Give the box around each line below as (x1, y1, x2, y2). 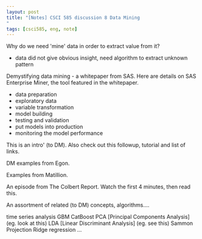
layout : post (6, 9, 40, 15)
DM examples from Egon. (6, 159, 70, 167)
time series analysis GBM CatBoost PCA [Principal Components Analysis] (6, 213, 190, 221)
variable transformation (15, 104, 74, 111)
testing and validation (15, 117, 69, 124)
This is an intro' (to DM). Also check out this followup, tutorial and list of (6, 141, 186, 149)
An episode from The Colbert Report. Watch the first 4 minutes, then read (6, 183, 190, 190)
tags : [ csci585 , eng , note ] (6, 26, 78, 32)
